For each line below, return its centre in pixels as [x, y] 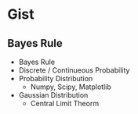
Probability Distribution [56, 78]
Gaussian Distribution [53, 95]
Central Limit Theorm [65, 103]
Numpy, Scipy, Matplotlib [71, 87]
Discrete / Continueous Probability [74, 70]
